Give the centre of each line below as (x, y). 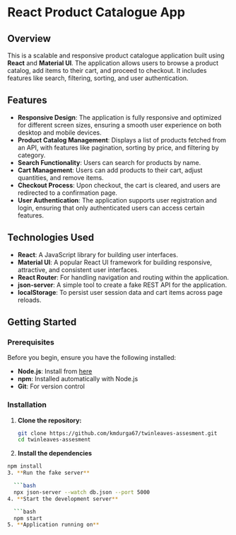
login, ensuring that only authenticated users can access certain (111, 208)
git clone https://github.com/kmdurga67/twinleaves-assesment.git (117, 433)
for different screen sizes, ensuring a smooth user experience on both (119, 125)
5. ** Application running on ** (53, 525)
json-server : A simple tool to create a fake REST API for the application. (122, 285)
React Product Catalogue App (96, 12)
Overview (29, 39)
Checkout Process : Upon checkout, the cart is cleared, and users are (119, 185)
